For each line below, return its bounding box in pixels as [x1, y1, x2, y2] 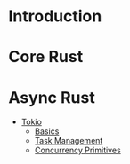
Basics [34, 126, 60, 137]
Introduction [8, 6, 102, 27]
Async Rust [8, 87, 95, 107]
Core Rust [8, 47, 84, 67]
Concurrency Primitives [34, 144, 121, 156]
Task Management [34, 136, 103, 146]
